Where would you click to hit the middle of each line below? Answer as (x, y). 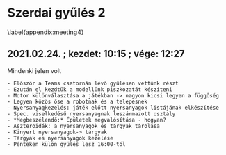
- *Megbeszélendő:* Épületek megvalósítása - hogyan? (87, 120)
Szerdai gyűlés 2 (56, 13)
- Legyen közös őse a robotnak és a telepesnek (78, 101)
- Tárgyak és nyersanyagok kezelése (60, 138)
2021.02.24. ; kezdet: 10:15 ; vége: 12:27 (96, 54)
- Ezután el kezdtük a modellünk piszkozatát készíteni (90, 89)
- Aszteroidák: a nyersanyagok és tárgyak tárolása (83, 126)
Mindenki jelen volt (34, 70)
